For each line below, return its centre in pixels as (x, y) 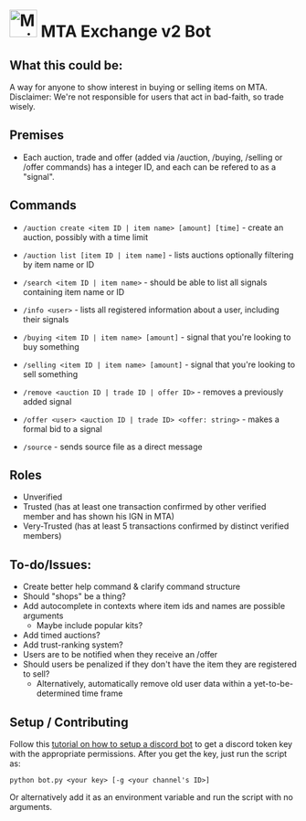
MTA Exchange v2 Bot (126, 32)
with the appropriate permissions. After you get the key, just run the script (148, 754)
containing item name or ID (74, 291)
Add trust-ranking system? (73, 645)
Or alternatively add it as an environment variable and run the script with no (152, 797)
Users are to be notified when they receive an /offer (120, 655)
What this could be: (66, 65)
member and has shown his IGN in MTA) (99, 517)
